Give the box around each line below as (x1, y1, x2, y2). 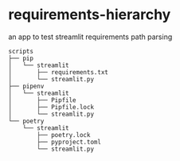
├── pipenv (8, 82, 45, 90)
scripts (8, 47, 34, 55)
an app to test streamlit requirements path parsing (8, 32, 173, 41)
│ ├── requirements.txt (8, 68, 109, 77)
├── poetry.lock (37, 131, 91, 139)
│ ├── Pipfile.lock (8, 103, 94, 111)
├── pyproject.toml (37, 138, 102, 146)
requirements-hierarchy (8, 6, 171, 24)
